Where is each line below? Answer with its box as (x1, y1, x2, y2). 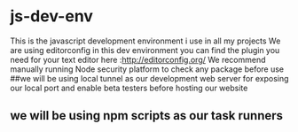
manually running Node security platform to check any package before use (10, 64, 285, 74)
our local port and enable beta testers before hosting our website (10, 82, 248, 93)
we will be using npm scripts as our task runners (10, 108, 283, 123)
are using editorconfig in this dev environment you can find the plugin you (10, 44, 280, 55)
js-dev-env (10, 6, 94, 27)
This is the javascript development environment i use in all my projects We (10, 35, 281, 46)
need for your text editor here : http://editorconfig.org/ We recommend (10, 54, 266, 65)
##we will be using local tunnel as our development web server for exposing (10, 73, 289, 83)
